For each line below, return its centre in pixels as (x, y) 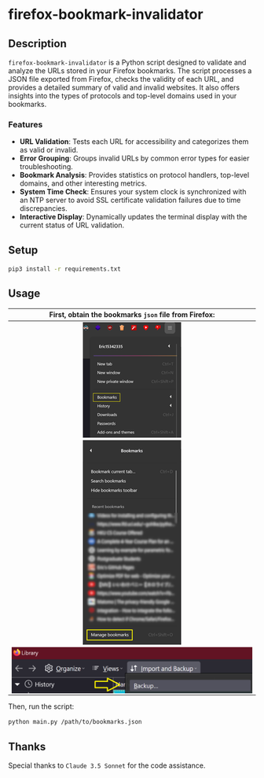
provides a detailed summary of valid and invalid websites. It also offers (124, 87)
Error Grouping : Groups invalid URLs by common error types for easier (134, 158)
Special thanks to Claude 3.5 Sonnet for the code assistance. (107, 765)
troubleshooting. (46, 167)
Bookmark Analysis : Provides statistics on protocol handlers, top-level (134, 175)
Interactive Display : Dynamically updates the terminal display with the (133, 217)
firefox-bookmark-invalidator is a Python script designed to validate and (127, 62)
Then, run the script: (41, 706)
